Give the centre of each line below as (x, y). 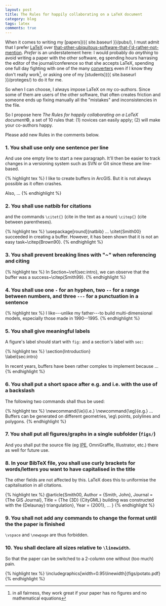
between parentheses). (29, 222)
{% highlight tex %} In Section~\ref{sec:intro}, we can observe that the (77, 272)
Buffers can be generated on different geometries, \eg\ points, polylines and (83, 416)
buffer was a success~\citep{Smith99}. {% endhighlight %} (65, 277)
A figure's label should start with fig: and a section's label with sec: (75, 342)
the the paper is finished (35, 524)
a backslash (20, 390)
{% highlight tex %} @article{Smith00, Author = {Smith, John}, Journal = (79, 495)
